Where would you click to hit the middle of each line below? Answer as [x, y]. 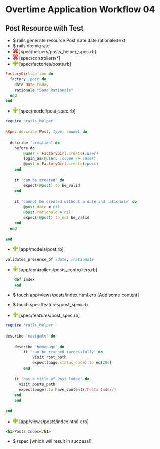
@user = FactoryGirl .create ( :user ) [61, 153]
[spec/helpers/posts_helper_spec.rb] [57, 52]
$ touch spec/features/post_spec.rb [50, 305]
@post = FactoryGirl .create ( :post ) [61, 164]
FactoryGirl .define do [29, 74]
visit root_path [49, 357]
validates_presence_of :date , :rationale [50, 260]
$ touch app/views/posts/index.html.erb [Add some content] [76, 295]
